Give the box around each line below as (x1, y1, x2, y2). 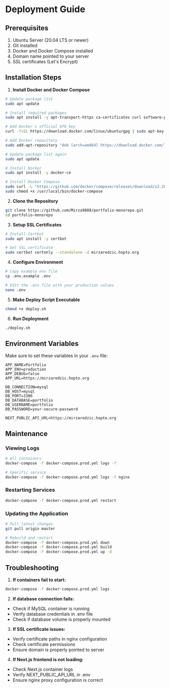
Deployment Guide (5, 4, 86, 15)
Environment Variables (5, 339, 79, 348)
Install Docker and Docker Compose (12, 87, 90, 93)
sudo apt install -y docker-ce (5, 170, 71, 176)
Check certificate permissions (12, 641, 75, 647)
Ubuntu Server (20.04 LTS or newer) (12, 37, 89, 43)
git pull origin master (5, 526, 56, 531)
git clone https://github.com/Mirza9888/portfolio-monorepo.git (5, 207, 144, 213)
